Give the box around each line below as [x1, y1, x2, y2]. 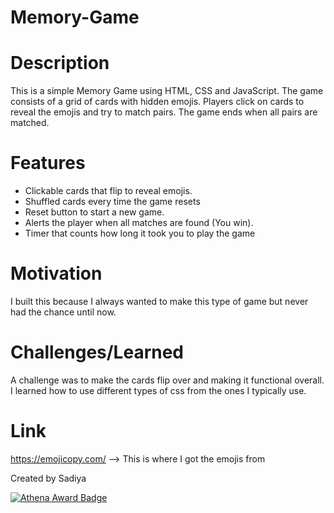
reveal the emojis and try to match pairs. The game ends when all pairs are [10, 106, 318, 118]
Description [10, 52, 110, 75]
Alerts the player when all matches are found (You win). [24, 217, 254, 229]
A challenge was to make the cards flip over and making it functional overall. [10, 374, 325, 386]
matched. [10, 117, 50, 129]
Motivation [10, 262, 103, 285]
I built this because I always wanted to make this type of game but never [10, 296, 309, 307]
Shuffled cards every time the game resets [24, 196, 201, 208]
